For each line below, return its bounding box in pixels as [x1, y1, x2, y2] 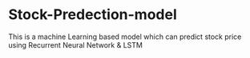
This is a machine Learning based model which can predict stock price [8, 32, 242, 41]
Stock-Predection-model [8, 6, 178, 24]
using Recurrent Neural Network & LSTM [8, 40, 143, 49]
